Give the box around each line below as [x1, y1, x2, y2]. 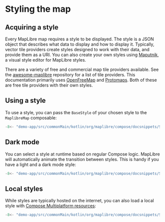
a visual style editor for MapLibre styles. [5, 57, 86, 63]
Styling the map [5, 3, 71, 15]
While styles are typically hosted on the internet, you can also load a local [5, 198, 154, 204]
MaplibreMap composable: [5, 115, 57, 121]
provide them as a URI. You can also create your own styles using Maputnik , [5, 52, 159, 58]
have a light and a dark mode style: [5, 161, 76, 167]
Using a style [5, 96, 46, 105]
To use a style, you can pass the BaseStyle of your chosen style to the [5, 109, 147, 115]
